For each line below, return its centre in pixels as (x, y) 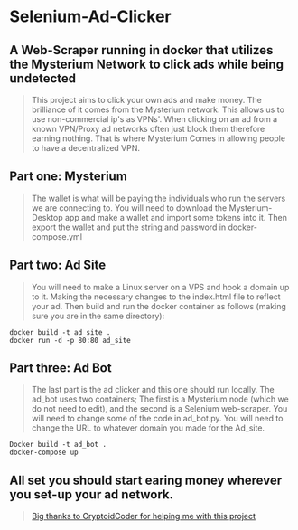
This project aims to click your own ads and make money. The (146, 100)
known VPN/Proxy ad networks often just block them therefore (148, 129)
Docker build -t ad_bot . (58, 445)
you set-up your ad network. (92, 494)
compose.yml (57, 236)
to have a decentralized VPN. (86, 148)
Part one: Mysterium (69, 177)
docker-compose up (44, 453)
